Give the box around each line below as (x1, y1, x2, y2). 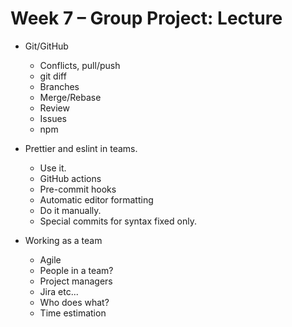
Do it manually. (39, 204, 102, 216)
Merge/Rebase (39, 91, 102, 103)
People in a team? (39, 264, 114, 276)
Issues (39, 112, 67, 124)
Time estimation (39, 307, 107, 319)
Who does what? (39, 296, 110, 308)
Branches (39, 80, 80, 92)
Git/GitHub (24, 40, 69, 52)
